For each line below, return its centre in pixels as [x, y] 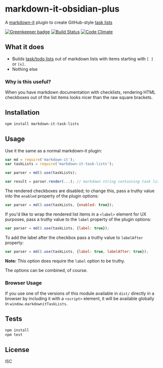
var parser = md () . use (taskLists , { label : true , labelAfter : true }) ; [77, 251]
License [17, 350]
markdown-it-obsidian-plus [62, 9]
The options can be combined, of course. [46, 270]
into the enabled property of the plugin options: [52, 196]
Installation [22, 113]
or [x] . [19, 64]
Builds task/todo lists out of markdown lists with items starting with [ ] [83, 59]
